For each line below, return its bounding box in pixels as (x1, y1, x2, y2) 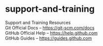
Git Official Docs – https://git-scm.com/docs (5, 24, 95, 30)
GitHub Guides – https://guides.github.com (5, 35, 92, 41)
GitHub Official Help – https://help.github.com (5, 30, 98, 36)
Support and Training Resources (5, 20, 71, 25)
